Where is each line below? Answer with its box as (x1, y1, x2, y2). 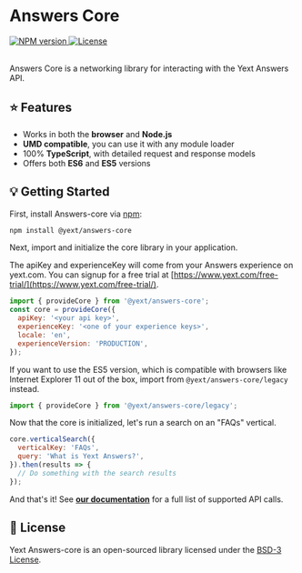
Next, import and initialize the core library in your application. (9, 242, 238, 253)
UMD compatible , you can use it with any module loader (22, 138, 235, 149)
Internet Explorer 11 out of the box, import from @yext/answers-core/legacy (9, 374, 288, 385)
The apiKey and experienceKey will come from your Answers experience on (9, 260, 294, 271)
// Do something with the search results (17, 468, 177, 477)
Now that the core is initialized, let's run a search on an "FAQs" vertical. (9, 417, 277, 428)
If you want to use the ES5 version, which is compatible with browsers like (9, 364, 287, 375)
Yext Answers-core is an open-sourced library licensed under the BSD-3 (9, 544, 282, 555)
